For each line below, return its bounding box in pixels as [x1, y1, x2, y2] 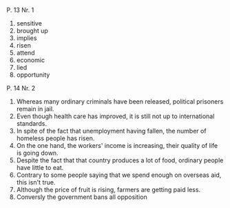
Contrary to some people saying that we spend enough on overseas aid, [16, 171, 222, 179]
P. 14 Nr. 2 [6, 84, 36, 92]
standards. [16, 120, 48, 127]
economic [16, 56, 45, 64]
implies [16, 34, 37, 42]
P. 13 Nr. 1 [6, 6, 34, 14]
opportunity [16, 70, 50, 79]
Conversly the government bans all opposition [16, 193, 147, 201]
